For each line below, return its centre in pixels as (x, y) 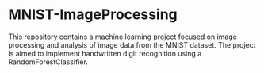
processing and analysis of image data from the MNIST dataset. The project (132, 44)
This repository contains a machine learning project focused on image (123, 36)
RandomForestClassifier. (48, 62)
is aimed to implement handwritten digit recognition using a (105, 53)
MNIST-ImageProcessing (93, 15)
